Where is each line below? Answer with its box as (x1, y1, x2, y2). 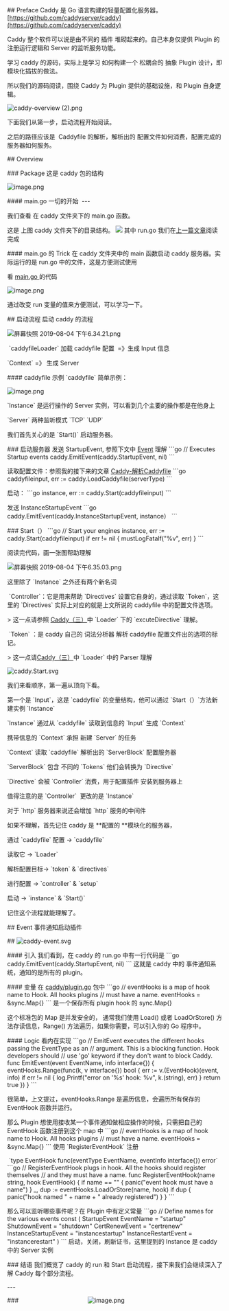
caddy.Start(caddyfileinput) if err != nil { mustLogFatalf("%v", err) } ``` (7, 534, 204, 543)
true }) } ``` (7, 1081, 37, 1088)
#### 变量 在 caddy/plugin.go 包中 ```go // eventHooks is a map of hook (7, 983, 210, 991)
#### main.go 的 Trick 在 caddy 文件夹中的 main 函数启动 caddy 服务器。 (7, 249, 215, 258)
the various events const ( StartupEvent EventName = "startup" (7, 1215, 186, 1222)
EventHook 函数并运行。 (7, 1104, 76, 1111)
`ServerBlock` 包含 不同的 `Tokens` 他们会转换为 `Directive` (7, 763, 173, 771)
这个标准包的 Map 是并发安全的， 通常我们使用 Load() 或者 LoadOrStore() (7, 1014, 215, 1021)
